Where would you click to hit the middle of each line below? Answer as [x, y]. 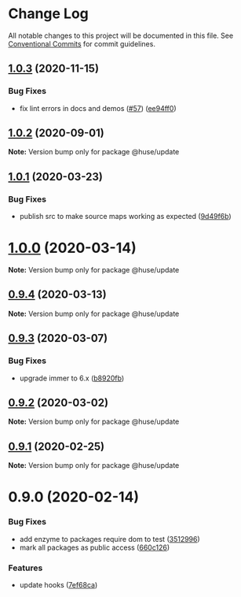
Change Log [48, 14]
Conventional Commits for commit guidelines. [82, 43]
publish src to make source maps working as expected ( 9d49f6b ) [125, 217]
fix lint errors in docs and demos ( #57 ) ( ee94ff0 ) [98, 108]
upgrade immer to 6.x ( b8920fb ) [72, 378]
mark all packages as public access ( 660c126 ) [95, 547]
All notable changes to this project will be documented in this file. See [121, 35]
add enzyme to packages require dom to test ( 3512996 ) [110, 539]
